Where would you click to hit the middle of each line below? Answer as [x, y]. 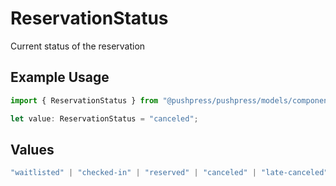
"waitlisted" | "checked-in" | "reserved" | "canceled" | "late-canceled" [169, 173]
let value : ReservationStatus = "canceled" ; [104, 118]
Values [32, 149]
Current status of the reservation [78, 46]
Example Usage [60, 77]
